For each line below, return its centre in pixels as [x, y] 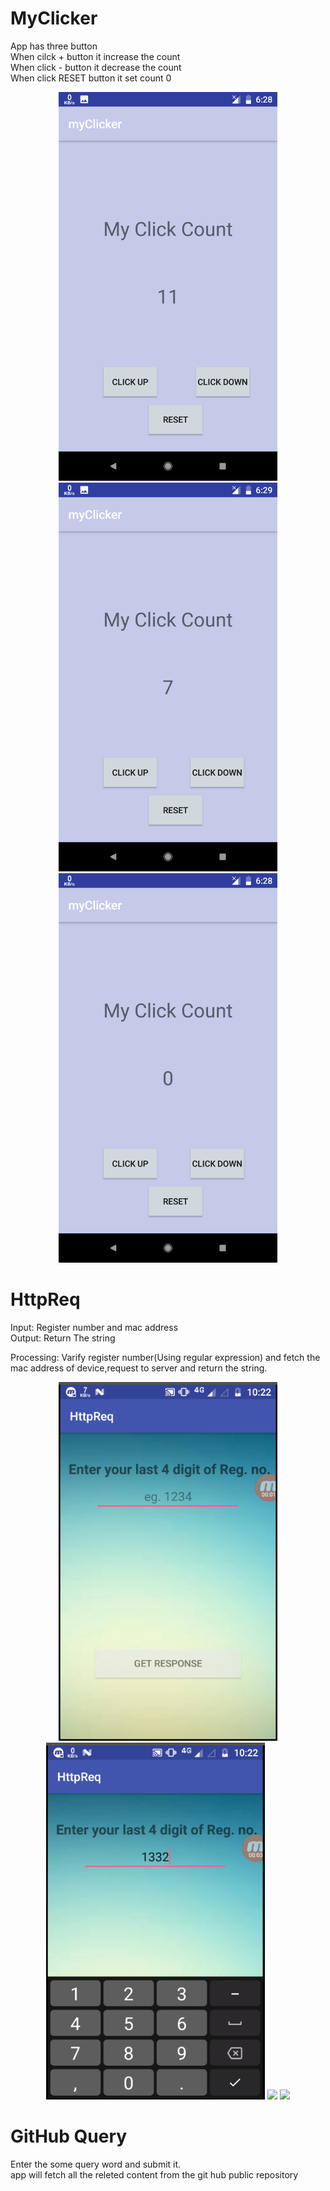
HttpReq [45, 1299]
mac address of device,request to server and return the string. [139, 1368]
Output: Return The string [63, 1338]
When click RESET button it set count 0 [91, 78]
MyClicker [54, 18]
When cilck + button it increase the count [95, 56]
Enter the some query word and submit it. [96, 2164]
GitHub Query [69, 2136]
